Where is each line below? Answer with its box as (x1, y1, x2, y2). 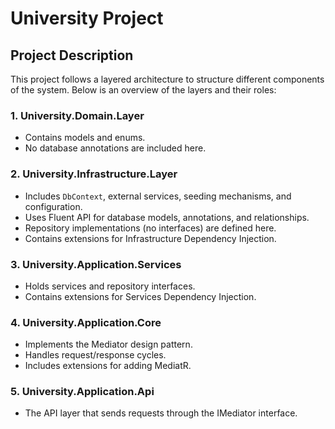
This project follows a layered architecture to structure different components (10, 73, 325, 85)
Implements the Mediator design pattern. (24, 338, 193, 351)
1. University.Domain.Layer (10, 108, 145, 122)
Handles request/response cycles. (24, 349, 167, 361)
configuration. (24, 200, 83, 212)
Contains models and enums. (24, 132, 146, 144)
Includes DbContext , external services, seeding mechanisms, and (24, 190, 292, 202)
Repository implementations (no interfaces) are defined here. (24, 222, 277, 234)
